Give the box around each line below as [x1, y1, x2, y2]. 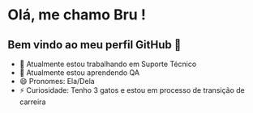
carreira [19, 97, 46, 107]
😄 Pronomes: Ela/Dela [19, 77, 95, 86]
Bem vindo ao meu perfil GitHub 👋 [7, 38, 182, 52]
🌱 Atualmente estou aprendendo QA [19, 68, 139, 77]
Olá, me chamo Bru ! [7, 6, 147, 24]
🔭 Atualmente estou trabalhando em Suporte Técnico [19, 59, 197, 69]
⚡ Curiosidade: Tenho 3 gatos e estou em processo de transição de [19, 86, 245, 94]
